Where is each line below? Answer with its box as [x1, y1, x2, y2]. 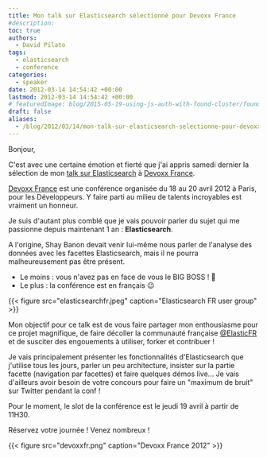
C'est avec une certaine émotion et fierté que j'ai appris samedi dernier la [8, 160, 249, 169]
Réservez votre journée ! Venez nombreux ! [8, 425, 150, 434]
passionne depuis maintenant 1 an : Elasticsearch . [8, 224, 173, 234]
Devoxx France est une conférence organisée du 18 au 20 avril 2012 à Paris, [8, 184, 257, 193]
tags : [8, 49, 26, 56]
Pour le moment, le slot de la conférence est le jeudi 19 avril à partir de [8, 401, 239, 410]
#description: [8, 19, 56, 27]
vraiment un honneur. [8, 200, 79, 210]
